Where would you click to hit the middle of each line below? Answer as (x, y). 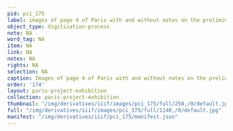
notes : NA (21, 59)
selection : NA (28, 71)
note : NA (20, 33)
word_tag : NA (26, 40)
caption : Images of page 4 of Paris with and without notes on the (107, 78)
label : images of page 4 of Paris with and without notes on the (103, 20)
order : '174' (26, 85)
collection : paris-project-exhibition (63, 98)
